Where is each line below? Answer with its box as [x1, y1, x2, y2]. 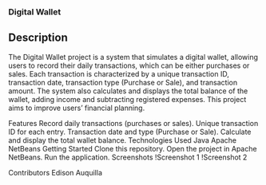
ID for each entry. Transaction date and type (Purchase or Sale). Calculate [8, 127, 252, 136]
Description [8, 31, 68, 45]
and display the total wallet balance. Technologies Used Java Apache [8, 135, 237, 145]
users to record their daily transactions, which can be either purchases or [8, 61, 250, 70]
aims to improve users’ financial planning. [8, 103, 145, 112]
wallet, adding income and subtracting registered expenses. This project [8, 94, 247, 104]
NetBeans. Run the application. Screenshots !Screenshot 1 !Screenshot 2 [8, 152, 248, 162]
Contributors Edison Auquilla [8, 167, 102, 177]
